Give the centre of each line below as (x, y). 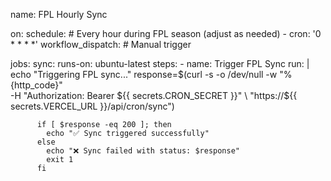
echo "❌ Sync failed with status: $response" (143, 151)
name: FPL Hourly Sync (59, 14)
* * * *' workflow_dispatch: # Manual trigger (101, 44)
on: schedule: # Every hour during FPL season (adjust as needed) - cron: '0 (166, 33)
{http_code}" (36, 85)
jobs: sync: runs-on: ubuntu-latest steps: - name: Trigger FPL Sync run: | (160, 63)
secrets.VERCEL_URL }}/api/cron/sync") (92, 106)
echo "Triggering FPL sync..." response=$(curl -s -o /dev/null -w (144, 74)
